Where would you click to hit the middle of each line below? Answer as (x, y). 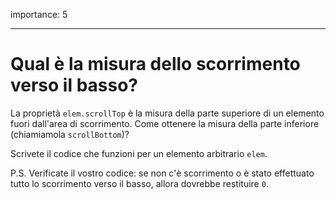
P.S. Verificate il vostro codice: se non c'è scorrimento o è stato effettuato (162, 173)
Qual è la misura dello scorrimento (155, 64)
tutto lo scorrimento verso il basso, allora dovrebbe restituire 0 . (139, 183)
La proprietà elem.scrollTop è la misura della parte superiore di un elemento (167, 113)
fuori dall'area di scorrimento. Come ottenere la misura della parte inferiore (165, 123)
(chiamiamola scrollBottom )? (70, 134)
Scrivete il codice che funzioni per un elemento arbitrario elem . (139, 153)
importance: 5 (39, 14)
